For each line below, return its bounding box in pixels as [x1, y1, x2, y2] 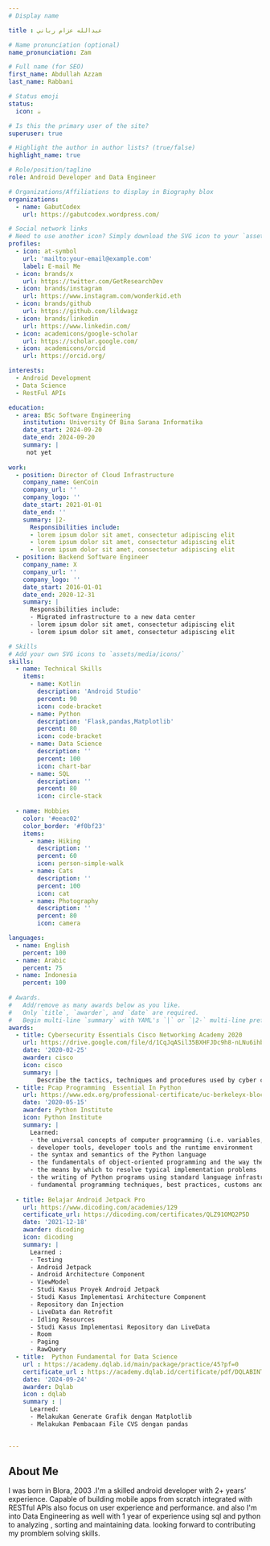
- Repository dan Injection [29, 1301, 125, 1309]
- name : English [15, 941, 70, 950]
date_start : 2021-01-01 [22, 501, 103, 509]
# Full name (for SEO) [8, 63, 84, 71]
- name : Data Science [29, 740, 103, 748]
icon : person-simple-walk [37, 860, 125, 868]
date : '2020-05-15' [22, 1099, 88, 1107]
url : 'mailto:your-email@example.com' [22, 254, 153, 262]
